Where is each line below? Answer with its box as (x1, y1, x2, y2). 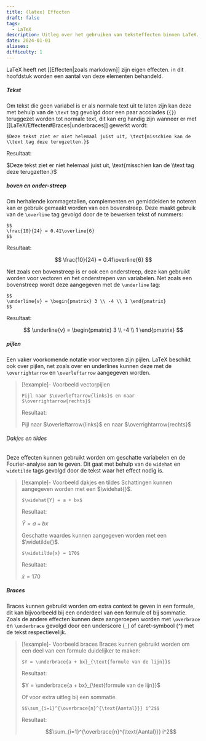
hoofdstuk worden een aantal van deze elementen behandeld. (6, 72, 164, 80)
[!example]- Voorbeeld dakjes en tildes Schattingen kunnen (21, 479, 172, 486)
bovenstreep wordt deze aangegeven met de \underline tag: (6, 281, 161, 288)
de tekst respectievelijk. (6, 628, 66, 636)
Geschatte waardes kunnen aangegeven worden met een (21, 531, 167, 539)
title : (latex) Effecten (6, 9, 70, 15)
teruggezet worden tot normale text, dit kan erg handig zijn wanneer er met (6, 115, 197, 122)
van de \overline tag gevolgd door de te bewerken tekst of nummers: (6, 210, 183, 218)
